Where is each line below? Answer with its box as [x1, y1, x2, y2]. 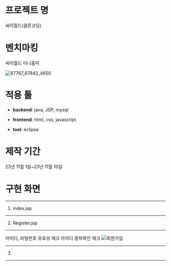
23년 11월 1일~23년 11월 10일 [5, 163, 63, 169]
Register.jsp [12, 220, 38, 226]
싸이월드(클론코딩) [5, 22, 42, 28]
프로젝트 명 [5, 5, 49, 16]
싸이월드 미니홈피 [5, 60, 40, 66]
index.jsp [12, 205, 32, 211]
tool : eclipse [12, 126, 39, 132]
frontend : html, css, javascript [12, 116, 76, 123]
